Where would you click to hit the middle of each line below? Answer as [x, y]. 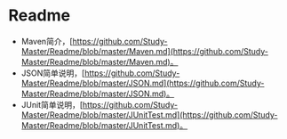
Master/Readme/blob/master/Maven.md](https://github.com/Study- [144, 51]
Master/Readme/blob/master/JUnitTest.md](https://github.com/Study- [149, 114]
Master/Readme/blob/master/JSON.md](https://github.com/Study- [143, 83]
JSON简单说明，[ [53, 73]
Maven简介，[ [47, 41]
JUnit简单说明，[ [52, 104]
